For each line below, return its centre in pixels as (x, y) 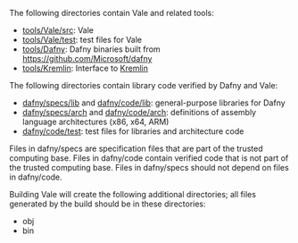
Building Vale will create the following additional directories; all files (133, 194)
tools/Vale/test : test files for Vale (82, 40)
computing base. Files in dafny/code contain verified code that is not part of (149, 158)
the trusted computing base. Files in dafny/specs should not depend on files (149, 168)
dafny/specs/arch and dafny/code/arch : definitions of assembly (139, 112)
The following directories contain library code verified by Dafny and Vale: (144, 85)
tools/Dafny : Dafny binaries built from (91, 49)
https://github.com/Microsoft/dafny (87, 59)
